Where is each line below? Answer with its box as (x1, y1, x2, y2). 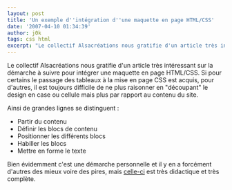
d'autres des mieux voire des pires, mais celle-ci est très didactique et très (7, 167, 220, 175)
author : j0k (7, 29, 41, 37)
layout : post (7, 10, 45, 17)
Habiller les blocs (17, 140, 67, 147)
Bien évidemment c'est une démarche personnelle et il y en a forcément (7, 160, 212, 168)
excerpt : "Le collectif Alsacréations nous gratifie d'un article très (7, 42, 217, 49)
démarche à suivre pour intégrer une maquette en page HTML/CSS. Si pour (7, 68, 222, 77)
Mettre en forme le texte (17, 146, 86, 155)
